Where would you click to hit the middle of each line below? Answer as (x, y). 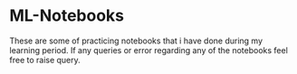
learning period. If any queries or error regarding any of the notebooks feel (148, 50)
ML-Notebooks (67, 16)
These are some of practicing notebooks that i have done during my (136, 41)
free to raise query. (45, 60)
